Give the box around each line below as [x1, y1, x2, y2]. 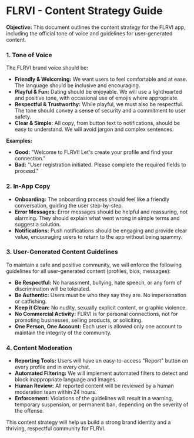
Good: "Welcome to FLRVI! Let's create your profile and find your [14, 149, 173, 156]
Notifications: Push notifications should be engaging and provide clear [14, 227, 188, 234]
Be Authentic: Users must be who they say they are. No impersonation [14, 291, 187, 298]
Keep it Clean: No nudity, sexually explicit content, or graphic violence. [14, 304, 187, 311]
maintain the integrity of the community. [14, 329, 112, 336]
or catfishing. [14, 298, 47, 305]
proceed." [14, 167, 39, 174]
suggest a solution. [14, 220, 61, 228]
